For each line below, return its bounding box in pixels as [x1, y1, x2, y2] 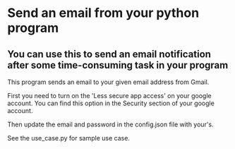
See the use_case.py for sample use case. [7, 134, 131, 142]
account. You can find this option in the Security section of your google [7, 99, 215, 107]
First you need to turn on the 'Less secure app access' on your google [7, 92, 212, 100]
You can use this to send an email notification [7, 48, 212, 60]
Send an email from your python [7, 5, 200, 21]
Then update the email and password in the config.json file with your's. [7, 120, 214, 129]
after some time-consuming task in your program [7, 59, 229, 71]
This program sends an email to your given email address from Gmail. [7, 78, 210, 86]
